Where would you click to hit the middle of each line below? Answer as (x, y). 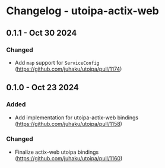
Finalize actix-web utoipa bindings (57, 152)
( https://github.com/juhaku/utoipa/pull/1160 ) (69, 158)
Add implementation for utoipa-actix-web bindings (76, 118)
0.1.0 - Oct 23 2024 (42, 88)
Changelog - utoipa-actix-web (82, 11)
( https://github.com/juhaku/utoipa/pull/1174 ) (68, 69)
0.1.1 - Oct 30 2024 (42, 33)
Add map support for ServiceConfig (57, 62)
